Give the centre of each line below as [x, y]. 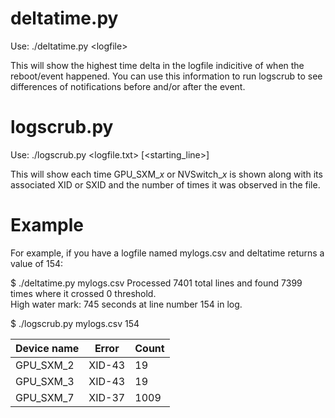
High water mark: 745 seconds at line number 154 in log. [126, 304]
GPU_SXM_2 [45, 365]
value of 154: [37, 263]
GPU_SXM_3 [45, 381]
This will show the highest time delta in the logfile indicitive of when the [157, 65]
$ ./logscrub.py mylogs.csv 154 [75, 323]
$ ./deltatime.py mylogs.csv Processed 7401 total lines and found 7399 [156, 283]
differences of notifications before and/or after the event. [128, 86]
